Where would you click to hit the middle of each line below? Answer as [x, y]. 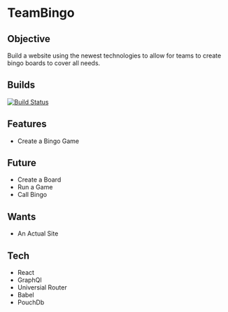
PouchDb [31, 302]
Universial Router [42, 287]
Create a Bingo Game [48, 141]
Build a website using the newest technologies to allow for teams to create [114, 55]
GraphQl [29, 280]
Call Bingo [32, 195]
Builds [21, 85]
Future [22, 163]
